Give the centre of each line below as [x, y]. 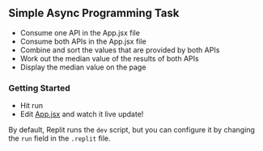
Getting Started [39, 88]
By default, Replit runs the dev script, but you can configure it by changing [131, 130]
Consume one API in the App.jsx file [80, 32]
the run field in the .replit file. [59, 138]
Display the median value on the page [83, 67]
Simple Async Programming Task [94, 13]
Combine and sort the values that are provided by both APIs [120, 50]
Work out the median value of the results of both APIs [110, 58]
